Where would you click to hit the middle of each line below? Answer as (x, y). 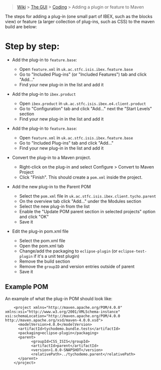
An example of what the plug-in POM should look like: (59, 299)
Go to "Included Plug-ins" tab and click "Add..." (66, 143)
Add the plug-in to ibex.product (44, 94)
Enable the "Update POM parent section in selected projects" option (87, 211)
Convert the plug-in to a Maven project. (51, 157)
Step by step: (32, 46)
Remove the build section (45, 261)
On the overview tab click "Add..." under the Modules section (80, 201)
